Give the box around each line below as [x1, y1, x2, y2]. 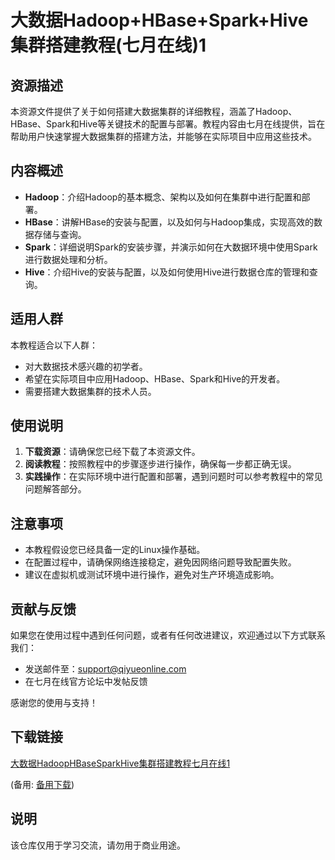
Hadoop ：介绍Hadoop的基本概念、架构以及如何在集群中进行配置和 [24, 191, 302, 203]
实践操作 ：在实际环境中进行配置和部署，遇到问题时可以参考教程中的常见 [24, 471, 323, 483]
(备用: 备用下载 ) [10, 778, 75, 790]
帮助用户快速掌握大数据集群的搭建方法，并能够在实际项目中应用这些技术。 [10, 131, 317, 142]
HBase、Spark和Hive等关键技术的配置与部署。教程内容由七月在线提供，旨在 [10, 118, 326, 130]
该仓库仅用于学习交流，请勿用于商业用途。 [10, 839, 186, 851]
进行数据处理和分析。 [24, 253, 113, 265]
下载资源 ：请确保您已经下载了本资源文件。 [24, 446, 201, 458]
